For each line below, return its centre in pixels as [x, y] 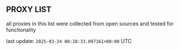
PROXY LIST [29, 10]
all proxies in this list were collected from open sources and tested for [90, 23]
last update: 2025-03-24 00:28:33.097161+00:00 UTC [69, 41]
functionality [21, 30]
